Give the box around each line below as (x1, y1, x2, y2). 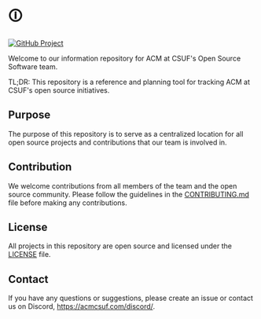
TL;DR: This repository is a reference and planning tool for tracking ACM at (8, 77, 250, 86)
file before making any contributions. (8, 198, 127, 207)
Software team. (8, 61, 58, 71)
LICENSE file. (8, 250, 51, 259)
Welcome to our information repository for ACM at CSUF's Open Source (8, 53, 241, 63)
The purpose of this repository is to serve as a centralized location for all (8, 129, 244, 138)
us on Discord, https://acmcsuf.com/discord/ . (8, 302, 156, 311)
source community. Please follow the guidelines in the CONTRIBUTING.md (8, 189, 250, 199)
